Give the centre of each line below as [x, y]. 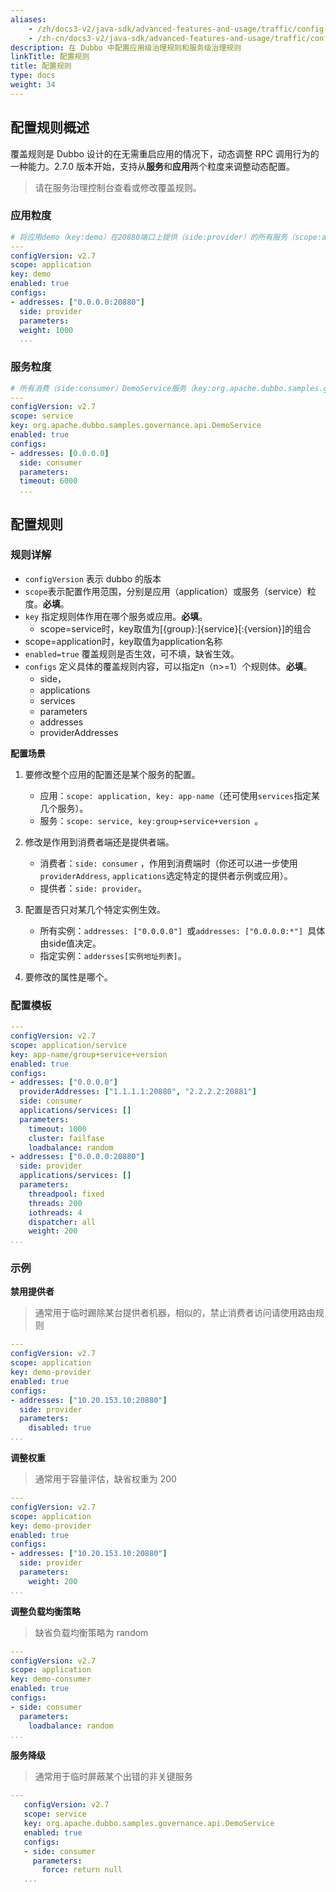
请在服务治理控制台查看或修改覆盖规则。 [118, 187]
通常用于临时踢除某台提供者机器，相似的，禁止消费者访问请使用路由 [175, 1313]
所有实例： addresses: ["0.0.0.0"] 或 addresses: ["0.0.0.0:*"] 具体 [182, 930]
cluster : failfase [66, 1138]
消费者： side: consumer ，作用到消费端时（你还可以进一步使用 [168, 863]
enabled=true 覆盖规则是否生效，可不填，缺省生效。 [132, 653]
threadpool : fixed [66, 1194]
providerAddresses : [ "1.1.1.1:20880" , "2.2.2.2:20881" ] [138, 1092]
